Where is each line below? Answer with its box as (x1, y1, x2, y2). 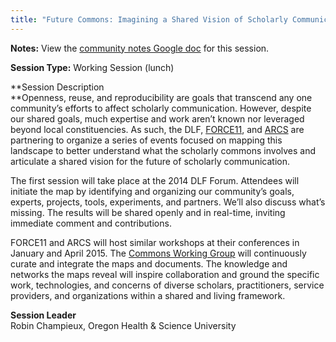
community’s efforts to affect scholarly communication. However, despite (10, 102, 312, 114)
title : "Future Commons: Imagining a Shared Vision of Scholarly (10, 14, 288, 25)
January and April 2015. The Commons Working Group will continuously (10, 247, 307, 259)
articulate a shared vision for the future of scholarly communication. (10, 155, 290, 167)
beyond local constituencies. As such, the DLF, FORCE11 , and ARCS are (10, 123, 305, 135)
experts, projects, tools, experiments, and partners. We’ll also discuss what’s (10, 196, 326, 208)
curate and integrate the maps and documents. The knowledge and (10, 257, 288, 270)
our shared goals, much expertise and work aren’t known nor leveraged (10, 112, 305, 125)
